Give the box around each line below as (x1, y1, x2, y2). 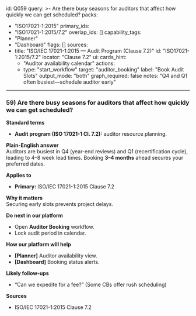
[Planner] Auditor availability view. (14, 252, 97, 259)
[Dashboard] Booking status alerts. (14, 259, 100, 266)
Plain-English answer (6, 142, 60, 149)
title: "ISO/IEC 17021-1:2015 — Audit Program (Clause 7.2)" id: (14, 47, 162, 54)
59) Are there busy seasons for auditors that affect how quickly (6, 98, 190, 107)
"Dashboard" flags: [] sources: (14, 41, 89, 48)
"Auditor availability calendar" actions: (23, 60, 116, 67)
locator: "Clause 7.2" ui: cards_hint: (42, 54, 127, 60)
